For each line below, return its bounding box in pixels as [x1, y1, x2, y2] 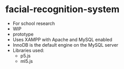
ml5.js [20, 58, 33, 64]
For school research [12, 20, 55, 26]
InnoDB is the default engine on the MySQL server [12, 42, 118, 48]
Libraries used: [12, 47, 44, 53]
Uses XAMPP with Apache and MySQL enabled [12, 37, 112, 43]
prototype [12, 31, 34, 37]
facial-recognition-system [5, 4, 120, 15]
